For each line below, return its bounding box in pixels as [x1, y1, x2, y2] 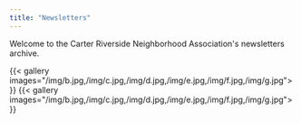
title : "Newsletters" [9, 13, 92, 23]
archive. [9, 47, 40, 59]
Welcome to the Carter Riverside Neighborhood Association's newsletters [9, 38, 286, 49]
